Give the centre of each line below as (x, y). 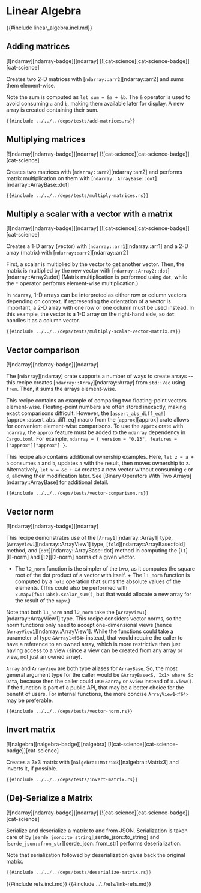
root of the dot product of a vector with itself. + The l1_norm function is (102, 575)
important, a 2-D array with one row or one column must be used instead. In (100, 308)
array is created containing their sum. (52, 110)
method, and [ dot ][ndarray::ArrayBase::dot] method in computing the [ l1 (96, 550)
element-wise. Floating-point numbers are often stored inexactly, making (96, 407)
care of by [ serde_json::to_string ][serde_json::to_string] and (83, 837)
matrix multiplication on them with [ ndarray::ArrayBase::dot (81, 178)
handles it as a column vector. (43, 321)
